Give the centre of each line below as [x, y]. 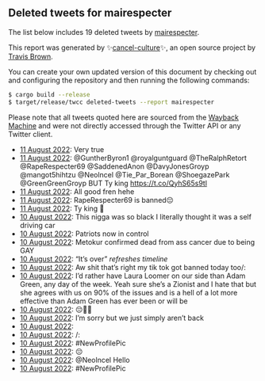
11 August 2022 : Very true [62, 149]
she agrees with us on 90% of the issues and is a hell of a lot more [129, 292]
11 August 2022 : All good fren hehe [77, 191]
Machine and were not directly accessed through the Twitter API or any [125, 125]
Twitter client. [31, 134]
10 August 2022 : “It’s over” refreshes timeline [94, 259]
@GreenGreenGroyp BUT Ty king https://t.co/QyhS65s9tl [113, 183]
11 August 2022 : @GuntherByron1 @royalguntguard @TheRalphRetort [133, 158]
